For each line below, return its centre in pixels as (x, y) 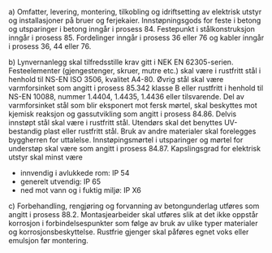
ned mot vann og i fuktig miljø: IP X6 (81, 190)
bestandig (25, 131)
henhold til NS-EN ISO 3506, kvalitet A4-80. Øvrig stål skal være (116, 79)
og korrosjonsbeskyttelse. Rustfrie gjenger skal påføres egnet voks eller (129, 232)
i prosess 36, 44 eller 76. (50, 46)
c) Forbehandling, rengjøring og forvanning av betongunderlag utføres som (134, 206)
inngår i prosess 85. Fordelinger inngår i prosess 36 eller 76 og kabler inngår (136, 37)
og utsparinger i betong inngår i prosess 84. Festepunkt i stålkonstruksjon (132, 29)
